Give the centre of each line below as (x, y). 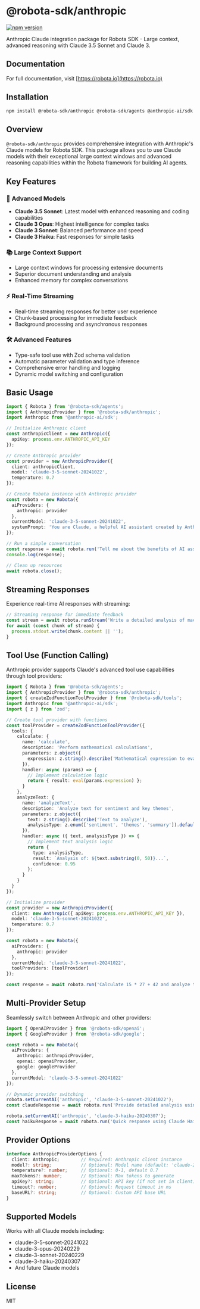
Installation (27, 97)
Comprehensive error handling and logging (68, 367)
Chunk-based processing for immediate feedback (76, 317)
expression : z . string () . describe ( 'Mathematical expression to (106, 758)
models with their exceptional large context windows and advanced (89, 157)
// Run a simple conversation (44, 544)
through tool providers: (34, 676)
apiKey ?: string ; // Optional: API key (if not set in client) (104, 1182)
